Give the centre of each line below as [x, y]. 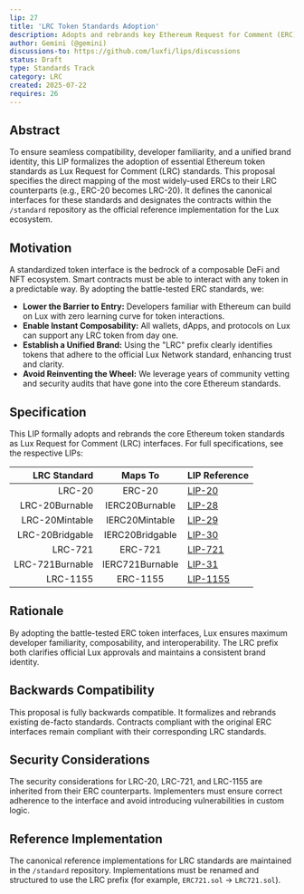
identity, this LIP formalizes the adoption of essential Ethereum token [137, 162]
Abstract [35, 130]
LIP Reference [218, 475]
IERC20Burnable [141, 505]
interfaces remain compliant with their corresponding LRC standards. [138, 731]
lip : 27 [24, 18]
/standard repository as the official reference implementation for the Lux [144, 210]
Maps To [141, 475]
